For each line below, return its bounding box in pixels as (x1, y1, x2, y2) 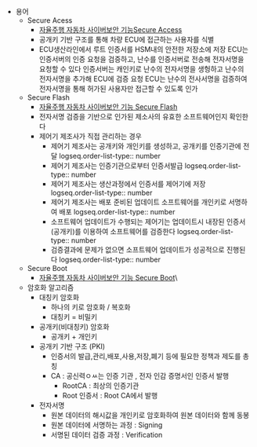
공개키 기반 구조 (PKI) (38, 342, 106, 351)
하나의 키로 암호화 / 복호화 (50, 302, 131, 312)
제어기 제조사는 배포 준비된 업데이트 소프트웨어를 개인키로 (50, 197, 227, 207)
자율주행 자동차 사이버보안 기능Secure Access (38, 25, 183, 34)
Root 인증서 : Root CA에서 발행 (62, 391, 158, 400)
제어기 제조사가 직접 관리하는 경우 (38, 132, 143, 141)
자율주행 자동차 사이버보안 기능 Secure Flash (38, 102, 178, 112)
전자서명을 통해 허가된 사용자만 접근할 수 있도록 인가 (38, 84, 198, 93)
